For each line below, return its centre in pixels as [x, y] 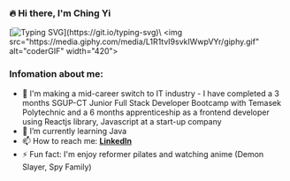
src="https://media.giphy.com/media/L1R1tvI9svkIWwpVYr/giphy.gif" [134, 41]
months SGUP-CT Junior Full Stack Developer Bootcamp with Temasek [151, 102]
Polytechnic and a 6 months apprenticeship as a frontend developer [145, 112]
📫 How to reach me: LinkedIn [77, 140]
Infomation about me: [56, 74]
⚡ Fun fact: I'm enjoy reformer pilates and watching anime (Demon [143, 154]
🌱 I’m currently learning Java [74, 131]
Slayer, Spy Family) [57, 167]
